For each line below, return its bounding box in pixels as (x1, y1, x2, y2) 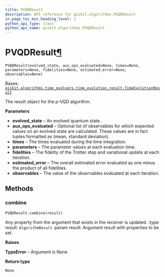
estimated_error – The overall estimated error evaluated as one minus (12, 160, 156, 166)
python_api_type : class (5, 21, 54, 26)
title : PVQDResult (5, 7, 43, 12)
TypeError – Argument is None (5, 249, 68, 255)
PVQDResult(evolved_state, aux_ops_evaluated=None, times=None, (5, 63, 140, 68)
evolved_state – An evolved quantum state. (12, 118, 101, 124)
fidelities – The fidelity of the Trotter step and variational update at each (12, 149, 160, 156)
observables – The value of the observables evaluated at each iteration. (12, 170, 160, 176)
